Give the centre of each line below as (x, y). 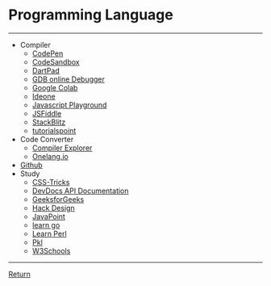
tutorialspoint (54, 130)
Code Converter (47, 139)
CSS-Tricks (51, 182)
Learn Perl (49, 233)
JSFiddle (47, 113)
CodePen (48, 53)
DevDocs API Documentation (80, 191)
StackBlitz (49, 122)
